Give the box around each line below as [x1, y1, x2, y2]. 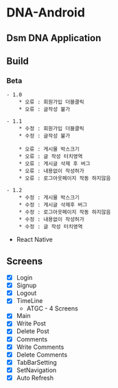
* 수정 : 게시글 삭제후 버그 [19, 202, 88, 208]
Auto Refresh [16, 374, 54, 382]
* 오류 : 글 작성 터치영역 [19, 153, 83, 160]
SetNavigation [16, 365, 57, 374]
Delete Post [16, 327, 49, 335]
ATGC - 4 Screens [26, 304, 78, 313]
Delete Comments [16, 350, 68, 359]
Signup [16, 281, 37, 289]
